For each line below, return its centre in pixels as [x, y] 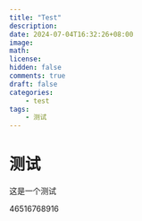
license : [25, 59]
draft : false [33, 84]
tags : [19, 109]
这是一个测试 [33, 191]
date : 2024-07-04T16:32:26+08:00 [71, 34]
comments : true [38, 76]
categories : [31, 92]
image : [21, 42]
